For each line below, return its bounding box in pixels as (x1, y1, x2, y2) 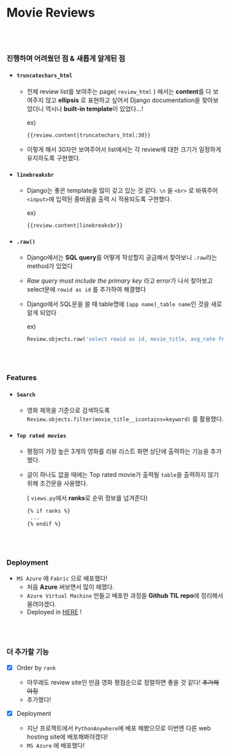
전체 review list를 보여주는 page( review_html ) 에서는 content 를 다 (26, 88, 212, 96)
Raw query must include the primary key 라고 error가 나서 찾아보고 (26, 276, 213, 285)
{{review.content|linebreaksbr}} (26, 223, 123, 229)
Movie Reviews (6, 5, 95, 21)
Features (6, 373, 37, 383)
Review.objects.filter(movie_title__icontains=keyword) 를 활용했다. (26, 415, 224, 423)
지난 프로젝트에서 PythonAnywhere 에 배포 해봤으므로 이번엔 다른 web (26, 724, 211, 732)
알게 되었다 (26, 309, 57, 317)
